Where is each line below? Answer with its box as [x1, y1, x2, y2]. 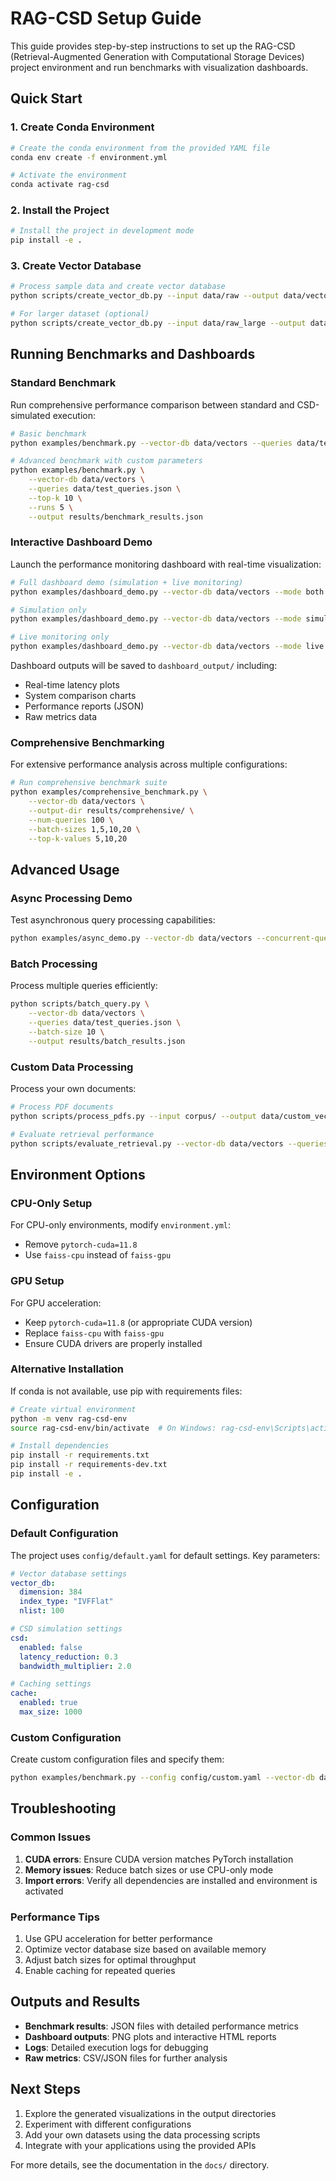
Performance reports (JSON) [24, 700, 145, 712]
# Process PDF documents [10, 1102, 114, 1112]
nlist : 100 [19, 1606, 65, 1616]
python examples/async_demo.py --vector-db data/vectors [10, 933, 253, 944]
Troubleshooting [10, 1800, 117, 1817]
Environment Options [10, 1166, 146, 1183]
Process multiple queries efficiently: [10, 980, 158, 992]
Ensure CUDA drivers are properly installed [24, 1337, 203, 1349]
